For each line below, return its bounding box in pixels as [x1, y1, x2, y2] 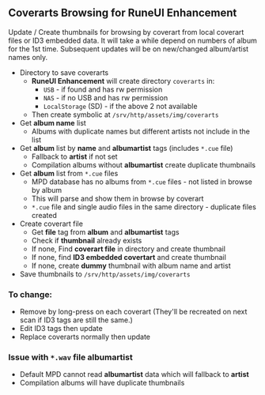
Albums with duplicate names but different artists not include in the [31, 126, 251, 136]
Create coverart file [19, 219, 83, 228]
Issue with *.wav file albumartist [8, 352, 133, 363]
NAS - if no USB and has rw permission [43, 92, 168, 102]
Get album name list [19, 118, 87, 127]
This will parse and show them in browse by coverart [31, 194, 204, 203]
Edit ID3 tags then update [19, 324, 103, 333]
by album [31, 185, 62, 194]
